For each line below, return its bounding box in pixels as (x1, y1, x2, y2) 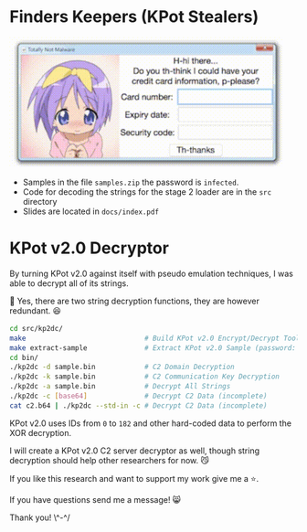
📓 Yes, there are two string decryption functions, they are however (9, 295, 260, 306)
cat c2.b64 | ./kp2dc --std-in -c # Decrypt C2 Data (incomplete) (9, 400, 268, 410)
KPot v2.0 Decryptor (9, 238, 169, 259)
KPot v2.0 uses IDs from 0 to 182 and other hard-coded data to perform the (9, 418, 292, 429)
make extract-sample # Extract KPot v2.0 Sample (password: (9, 343, 297, 353)
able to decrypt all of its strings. (9, 277, 130, 289)
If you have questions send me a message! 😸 (9, 494, 181, 505)
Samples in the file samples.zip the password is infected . (22, 176, 239, 187)
